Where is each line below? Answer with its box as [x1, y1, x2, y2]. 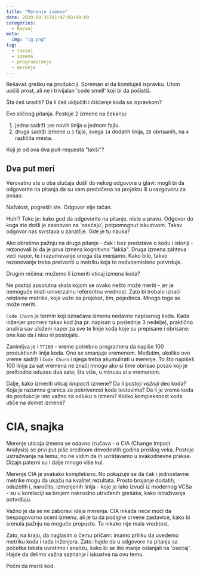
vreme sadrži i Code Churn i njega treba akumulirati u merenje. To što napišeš [6, 356, 195, 363]
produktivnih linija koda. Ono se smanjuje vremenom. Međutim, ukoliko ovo [6, 349, 190, 356]
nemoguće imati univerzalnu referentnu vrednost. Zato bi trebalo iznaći [6, 288, 181, 295]
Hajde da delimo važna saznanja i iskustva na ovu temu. [6, 551, 144, 558]
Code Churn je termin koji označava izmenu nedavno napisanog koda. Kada [6, 312, 190, 320]
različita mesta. [14, 135, 53, 142]
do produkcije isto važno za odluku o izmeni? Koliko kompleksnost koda [6, 393, 183, 400]
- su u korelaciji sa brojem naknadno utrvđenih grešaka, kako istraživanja [6, 490, 186, 497]
